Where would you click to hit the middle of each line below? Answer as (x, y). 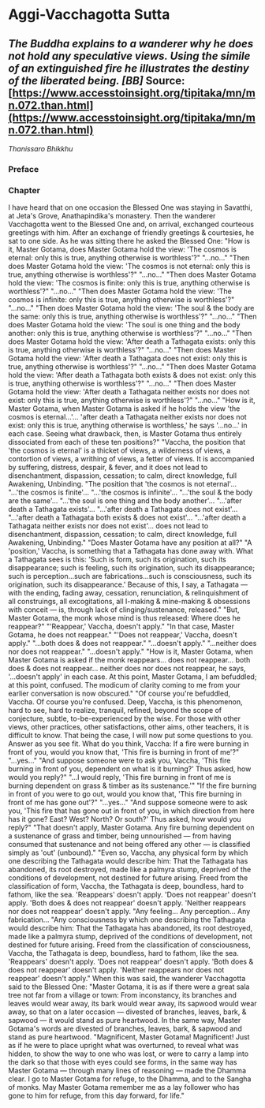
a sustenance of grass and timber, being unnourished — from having (120, 836)
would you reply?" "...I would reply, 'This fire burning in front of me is (120, 778)
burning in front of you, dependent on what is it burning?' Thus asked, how (130, 769)
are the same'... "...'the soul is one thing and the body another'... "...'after (125, 501)
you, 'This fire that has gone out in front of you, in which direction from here (131, 811)
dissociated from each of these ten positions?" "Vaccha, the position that (127, 442)
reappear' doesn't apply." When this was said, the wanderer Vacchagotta (127, 979)
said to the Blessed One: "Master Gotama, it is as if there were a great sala (129, 987)
